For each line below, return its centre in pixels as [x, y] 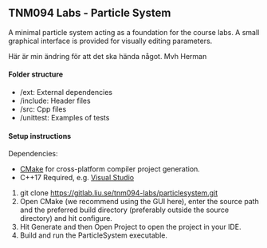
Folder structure [36, 74]
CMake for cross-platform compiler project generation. [110, 169]
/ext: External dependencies [66, 93]
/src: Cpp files [43, 109]
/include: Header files [55, 101]
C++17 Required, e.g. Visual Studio [77, 178]
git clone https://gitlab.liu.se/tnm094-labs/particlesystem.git [119, 193]
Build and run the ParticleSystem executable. [94, 235]
